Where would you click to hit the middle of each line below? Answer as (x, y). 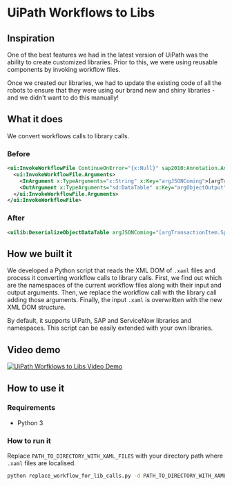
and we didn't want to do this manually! (63, 97)
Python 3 (30, 422)
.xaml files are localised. (41, 463)
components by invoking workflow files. (64, 69)
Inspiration (31, 38)
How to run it (29, 440)
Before (19, 153)
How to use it (36, 388)
